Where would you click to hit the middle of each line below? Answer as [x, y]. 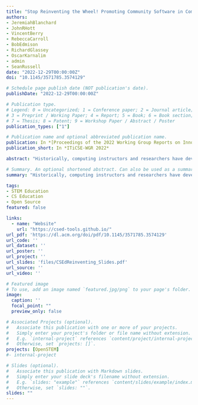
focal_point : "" [31, 306]
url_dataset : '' [26, 246]
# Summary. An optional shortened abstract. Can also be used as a [91, 169]
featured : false [26, 208]
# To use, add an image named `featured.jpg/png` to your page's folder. [99, 289]
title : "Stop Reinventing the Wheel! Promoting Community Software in [95, 12]
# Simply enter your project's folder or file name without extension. [99, 333]
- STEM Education [27, 191]
